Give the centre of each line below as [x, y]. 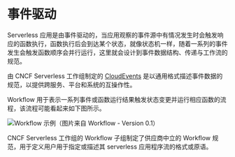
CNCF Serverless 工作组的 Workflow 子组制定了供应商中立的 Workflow [109, 137]
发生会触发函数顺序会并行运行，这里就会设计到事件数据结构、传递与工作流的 [117, 52]
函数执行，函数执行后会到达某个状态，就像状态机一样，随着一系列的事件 [123, 43]
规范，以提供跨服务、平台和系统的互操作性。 [72, 84]
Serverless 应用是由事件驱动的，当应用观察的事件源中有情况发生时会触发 [113, 35]
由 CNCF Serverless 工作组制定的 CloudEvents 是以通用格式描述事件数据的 [115, 76]
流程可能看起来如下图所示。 [65, 108]
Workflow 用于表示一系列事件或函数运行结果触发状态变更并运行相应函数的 [114, 99]
